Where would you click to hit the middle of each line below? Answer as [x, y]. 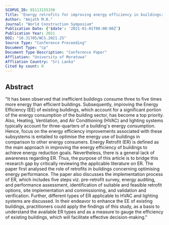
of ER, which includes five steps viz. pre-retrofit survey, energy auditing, [80, 179]
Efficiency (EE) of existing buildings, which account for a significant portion [83, 110]
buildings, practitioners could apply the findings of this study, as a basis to [82, 206]
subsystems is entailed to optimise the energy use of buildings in [73, 137]
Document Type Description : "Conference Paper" [56, 52]
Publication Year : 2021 [30, 33]
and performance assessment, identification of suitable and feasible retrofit [84, 185]
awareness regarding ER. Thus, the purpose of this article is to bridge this [82, 158]
